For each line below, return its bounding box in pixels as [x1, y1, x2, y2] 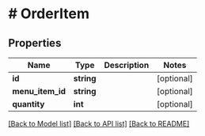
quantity [12, 99, 45, 109]
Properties [8, 36, 62, 50]
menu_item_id [12, 86, 66, 96]
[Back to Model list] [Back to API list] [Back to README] [8, 119, 190, 128]
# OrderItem [8, 5, 89, 23]
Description [104, 60, 150, 70]
